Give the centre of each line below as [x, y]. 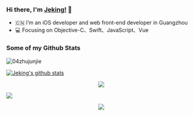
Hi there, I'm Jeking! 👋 [39, 10]
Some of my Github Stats [43, 48]
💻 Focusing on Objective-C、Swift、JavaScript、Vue [82, 30]
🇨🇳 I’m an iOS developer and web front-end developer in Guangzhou [101, 23]
